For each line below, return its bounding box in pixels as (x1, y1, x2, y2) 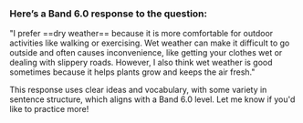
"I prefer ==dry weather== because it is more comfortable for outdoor (9, 28, 274, 39)
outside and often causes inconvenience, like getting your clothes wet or (9, 47, 283, 58)
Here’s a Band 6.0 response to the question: (9, 7, 208, 20)
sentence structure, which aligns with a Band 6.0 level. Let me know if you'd (9, 94, 296, 105)
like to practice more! (9, 104, 89, 115)
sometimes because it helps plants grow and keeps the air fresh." (9, 67, 256, 77)
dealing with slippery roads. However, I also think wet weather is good (9, 57, 273, 68)
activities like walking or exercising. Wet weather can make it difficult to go (9, 37, 290, 48)
